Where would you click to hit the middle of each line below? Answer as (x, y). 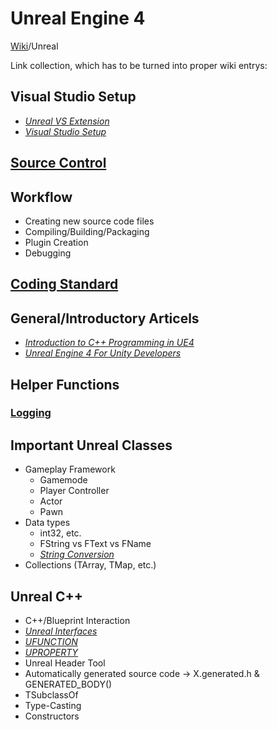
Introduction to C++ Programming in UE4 (109, 343)
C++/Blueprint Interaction (77, 621)
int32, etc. (60, 533)
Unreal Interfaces (61, 631)
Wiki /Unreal (34, 46)
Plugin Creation (56, 242)
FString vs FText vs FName (95, 544)
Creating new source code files (89, 221)
